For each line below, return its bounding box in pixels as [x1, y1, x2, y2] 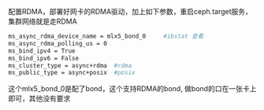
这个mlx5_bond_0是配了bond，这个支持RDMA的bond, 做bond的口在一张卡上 [8, 84, 257, 93]
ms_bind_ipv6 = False [8, 54, 80, 62]
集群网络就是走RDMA [8, 16, 77, 26]
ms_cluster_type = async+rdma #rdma [8, 61, 132, 69]
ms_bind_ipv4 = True [8, 46, 76, 55]
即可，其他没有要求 [8, 93, 71, 104]
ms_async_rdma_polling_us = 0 [8, 39, 108, 47]
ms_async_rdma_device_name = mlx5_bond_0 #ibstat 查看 [8, 32, 204, 40]
